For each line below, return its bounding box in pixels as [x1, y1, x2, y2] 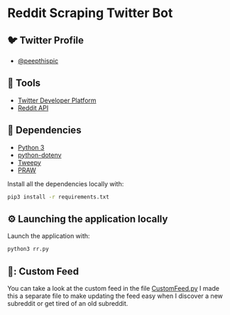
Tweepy [17, 158, 41, 166]
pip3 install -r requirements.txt [7, 193, 110, 201]
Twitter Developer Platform [17, 96, 97, 105]
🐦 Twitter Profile [7, 34, 84, 46]
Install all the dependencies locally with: [7, 179, 124, 188]
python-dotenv [17, 151, 62, 159]
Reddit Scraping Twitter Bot [7, 5, 173, 21]
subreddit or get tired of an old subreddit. [7, 299, 128, 307]
